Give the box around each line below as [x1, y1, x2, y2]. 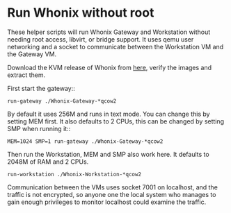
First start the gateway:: [7, 84, 75, 92]
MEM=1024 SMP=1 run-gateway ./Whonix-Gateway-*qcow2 [7, 137, 164, 145]
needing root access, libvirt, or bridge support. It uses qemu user [7, 35, 194, 43]
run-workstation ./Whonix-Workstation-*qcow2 [7, 171, 141, 178]
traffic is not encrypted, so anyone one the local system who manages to [7, 190, 216, 198]
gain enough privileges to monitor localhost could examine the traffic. [7, 198, 207, 206]
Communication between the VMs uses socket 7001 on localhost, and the [7, 182, 218, 191]
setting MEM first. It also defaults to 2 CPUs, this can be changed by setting [7, 117, 225, 126]
